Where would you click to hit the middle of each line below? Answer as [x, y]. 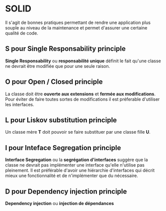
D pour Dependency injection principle [66, 191]
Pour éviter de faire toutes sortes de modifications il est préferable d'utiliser [83, 99]
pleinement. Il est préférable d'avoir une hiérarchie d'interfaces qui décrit [80, 171]
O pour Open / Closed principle [54, 82]
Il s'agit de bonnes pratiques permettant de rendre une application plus [78, 22]
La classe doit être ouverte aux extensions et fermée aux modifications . [80, 94]
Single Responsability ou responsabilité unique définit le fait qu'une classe [83, 61]
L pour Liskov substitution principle [61, 120]
